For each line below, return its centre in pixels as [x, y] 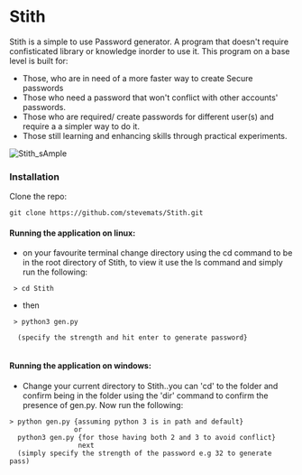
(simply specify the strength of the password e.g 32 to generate [145, 453]
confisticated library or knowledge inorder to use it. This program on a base [150, 51]
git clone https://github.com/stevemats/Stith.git [106, 213]
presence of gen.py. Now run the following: [103, 405]
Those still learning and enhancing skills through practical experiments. [155, 135]
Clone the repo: [38, 197]
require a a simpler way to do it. [81, 126]
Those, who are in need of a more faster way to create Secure [137, 78]
